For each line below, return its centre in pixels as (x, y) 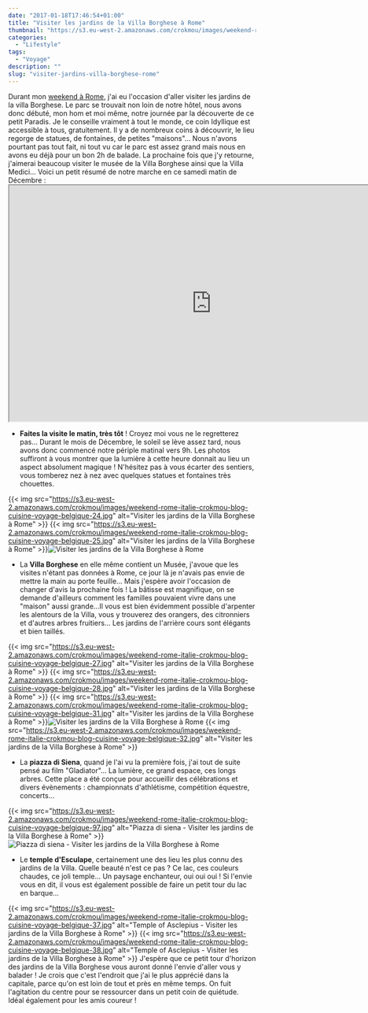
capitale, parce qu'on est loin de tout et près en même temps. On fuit (120, 983)
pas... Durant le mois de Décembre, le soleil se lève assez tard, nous (130, 442)
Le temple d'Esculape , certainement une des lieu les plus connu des (131, 860)
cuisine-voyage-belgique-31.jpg (60, 713)
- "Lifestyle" (38, 45)
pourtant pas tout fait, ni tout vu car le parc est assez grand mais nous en (127, 146)
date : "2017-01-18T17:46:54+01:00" (66, 15)
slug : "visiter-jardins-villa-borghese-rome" (84, 74)
